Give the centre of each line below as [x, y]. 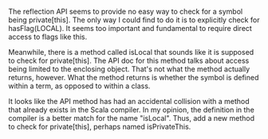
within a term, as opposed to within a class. [79, 86]
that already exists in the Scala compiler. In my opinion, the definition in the [132, 110]
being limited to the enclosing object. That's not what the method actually [129, 69]
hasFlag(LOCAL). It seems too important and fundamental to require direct [130, 28]
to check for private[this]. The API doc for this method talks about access [129, 60]
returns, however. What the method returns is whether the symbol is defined [134, 77]
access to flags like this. [48, 37]
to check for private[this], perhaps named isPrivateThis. [100, 127]
